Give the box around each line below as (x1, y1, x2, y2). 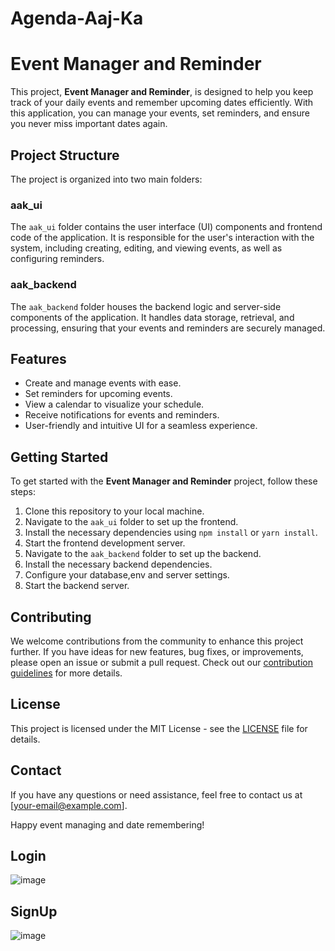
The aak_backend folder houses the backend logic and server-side (10, 300, 282, 312)
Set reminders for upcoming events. (24, 388, 173, 400)
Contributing (10, 608, 92, 626)
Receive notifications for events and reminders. (24, 409, 220, 421)
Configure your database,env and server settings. (24, 569, 230, 581)
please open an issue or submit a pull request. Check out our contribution (10, 656, 313, 668)
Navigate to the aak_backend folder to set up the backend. (24, 548, 262, 560)
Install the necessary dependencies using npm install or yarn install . (24, 527, 318, 539)
